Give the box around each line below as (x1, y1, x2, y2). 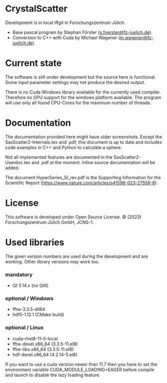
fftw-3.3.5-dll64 (12, 306, 45, 312)
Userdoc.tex (5, 159, 30, 165)
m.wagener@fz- (119, 35, 154, 41)
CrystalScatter (5, 3, 67, 15)
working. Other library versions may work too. (5, 258, 100, 264)
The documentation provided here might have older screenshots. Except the (5, 134, 162, 140)
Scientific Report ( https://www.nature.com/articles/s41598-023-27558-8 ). (5, 180, 158, 186)
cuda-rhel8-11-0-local (12, 335, 58, 341)
